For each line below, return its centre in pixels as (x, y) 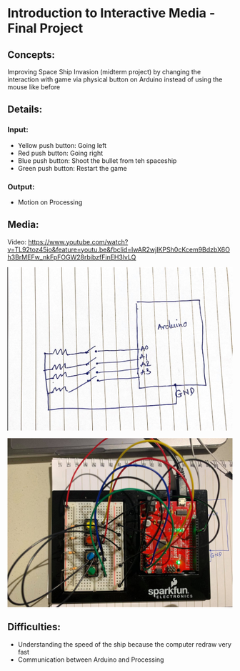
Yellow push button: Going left (62, 145)
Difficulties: (34, 627)
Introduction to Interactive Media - (111, 13)
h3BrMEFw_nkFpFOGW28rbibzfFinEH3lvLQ (72, 257)
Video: (17, 242)
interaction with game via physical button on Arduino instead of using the (115, 79)
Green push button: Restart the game (72, 168)
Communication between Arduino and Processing (91, 660)
